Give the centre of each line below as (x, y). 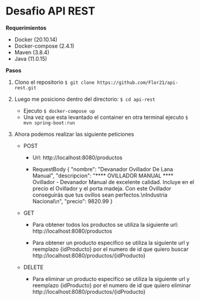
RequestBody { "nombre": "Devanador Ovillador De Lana (103, 169)
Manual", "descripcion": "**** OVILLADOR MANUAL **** (103, 176)
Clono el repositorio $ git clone (54, 82)
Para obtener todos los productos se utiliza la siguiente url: (105, 224)
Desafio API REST (51, 11)
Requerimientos (26, 28)
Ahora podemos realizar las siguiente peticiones (74, 134)
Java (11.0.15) (31, 59)
